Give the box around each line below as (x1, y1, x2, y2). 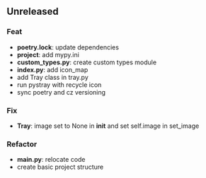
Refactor (6, 139, 38, 149)
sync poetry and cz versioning (16, 88, 106, 96)
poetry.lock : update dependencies (16, 42, 120, 52)
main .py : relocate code (16, 155, 86, 164)
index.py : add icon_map (16, 65, 88, 73)
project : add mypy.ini (16, 50, 79, 59)
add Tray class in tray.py (16, 73, 89, 81)
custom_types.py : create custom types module (16, 58, 157, 66)
